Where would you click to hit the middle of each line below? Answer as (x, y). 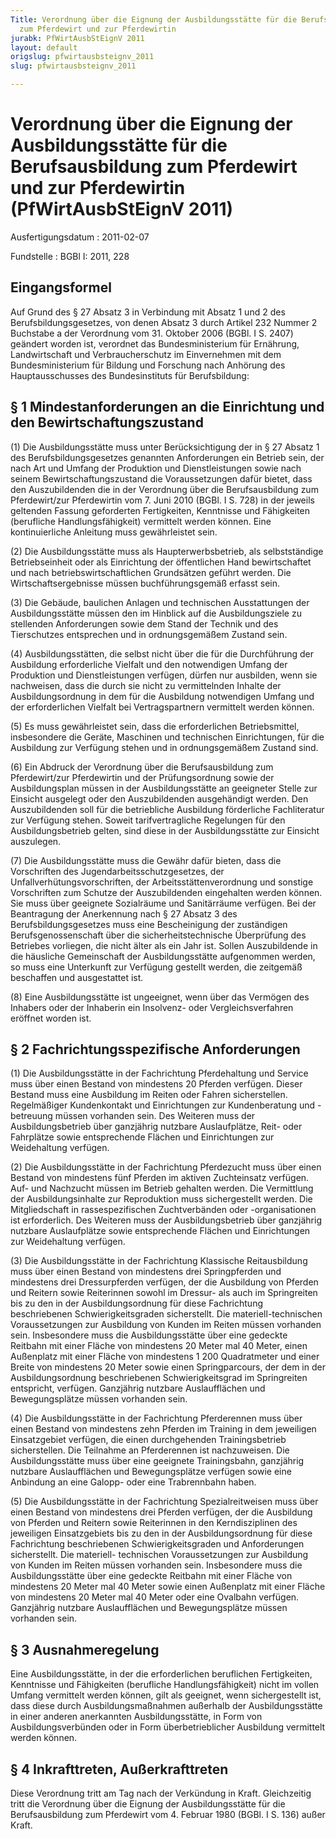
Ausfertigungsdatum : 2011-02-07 (80, 237)
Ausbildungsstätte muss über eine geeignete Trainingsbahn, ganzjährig (157, 1461)
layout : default (44, 47)
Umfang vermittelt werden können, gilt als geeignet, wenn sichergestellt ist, (166, 1695)
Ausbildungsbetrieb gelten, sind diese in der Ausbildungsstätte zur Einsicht (165, 830)
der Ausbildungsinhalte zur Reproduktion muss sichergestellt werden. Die (161, 1199)
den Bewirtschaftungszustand (107, 422)
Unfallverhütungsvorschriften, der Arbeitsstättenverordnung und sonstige (162, 882)
